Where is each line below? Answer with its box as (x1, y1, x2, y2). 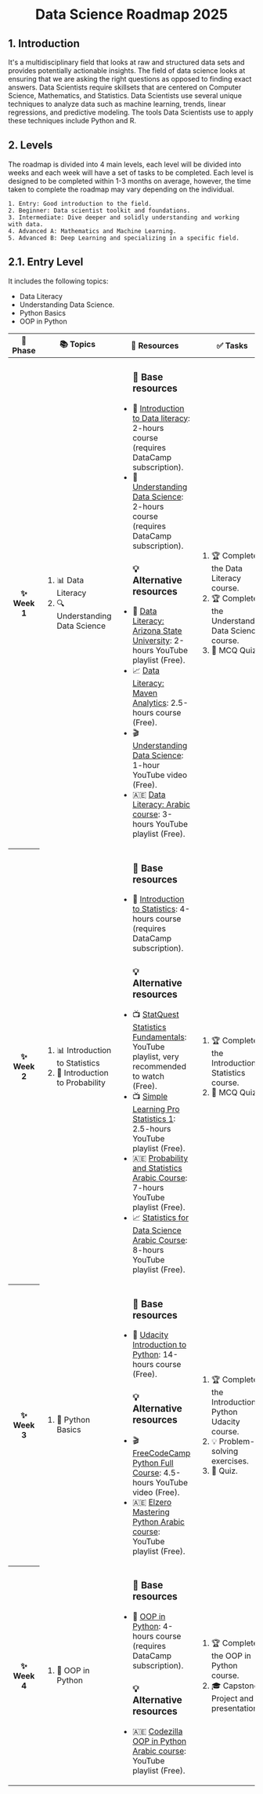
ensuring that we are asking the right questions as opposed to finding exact (8, 75, 252, 83)
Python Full (132, 1458, 174, 1469)
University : (132, 635, 172, 646)
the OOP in (211, 1650, 252, 1661)
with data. (8, 220, 44, 228)
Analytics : (132, 697, 169, 708)
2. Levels (8, 139, 53, 152)
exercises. (211, 1455, 249, 1466)
